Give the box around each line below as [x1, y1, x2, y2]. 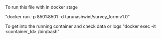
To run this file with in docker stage [5, 4, 78, 10]
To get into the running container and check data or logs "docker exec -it [5, 23, 156, 29]
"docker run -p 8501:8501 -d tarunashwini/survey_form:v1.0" [5, 14, 130, 19]
